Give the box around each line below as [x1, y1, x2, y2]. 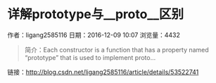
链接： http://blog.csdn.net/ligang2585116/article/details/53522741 [7, 68, 199, 76]
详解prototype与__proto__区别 [7, 6, 184, 22]
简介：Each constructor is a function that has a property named [24, 45, 209, 54]
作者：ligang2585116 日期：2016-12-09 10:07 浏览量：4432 [7, 31, 181, 39]
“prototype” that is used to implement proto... [24, 53, 156, 61]
